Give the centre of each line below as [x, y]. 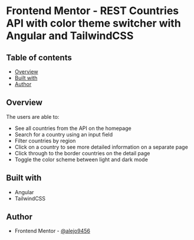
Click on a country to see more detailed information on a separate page [101, 147]
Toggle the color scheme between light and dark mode [81, 159]
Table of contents [39, 57]
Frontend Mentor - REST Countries [93, 11]
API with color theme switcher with [93, 23]
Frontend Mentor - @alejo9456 [52, 231]
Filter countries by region [45, 141]
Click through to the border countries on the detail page [82, 153]
